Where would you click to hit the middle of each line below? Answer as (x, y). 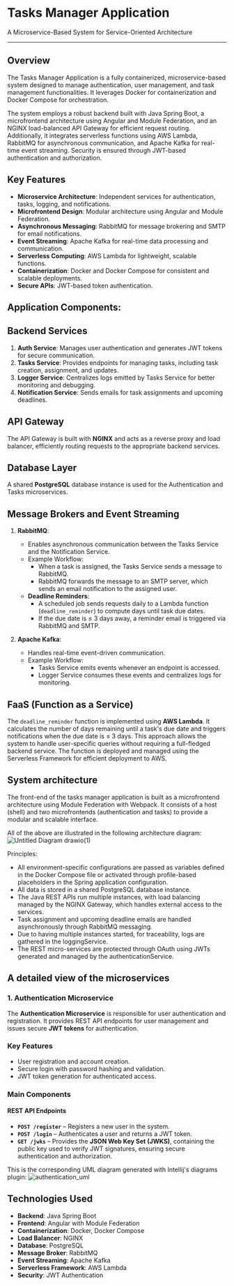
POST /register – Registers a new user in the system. (93, 1126)
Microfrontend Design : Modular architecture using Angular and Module (120, 211)
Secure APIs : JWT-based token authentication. (85, 285)
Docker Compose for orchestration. (58, 100)
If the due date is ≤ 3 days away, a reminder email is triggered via (132, 618)
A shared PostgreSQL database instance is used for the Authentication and (115, 485)
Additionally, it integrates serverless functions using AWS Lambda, (103, 135)
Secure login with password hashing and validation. (91, 1068)
